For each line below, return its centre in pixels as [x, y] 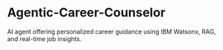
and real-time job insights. [44, 38]
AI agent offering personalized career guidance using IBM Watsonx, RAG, [111, 32]
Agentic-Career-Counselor [87, 13]
